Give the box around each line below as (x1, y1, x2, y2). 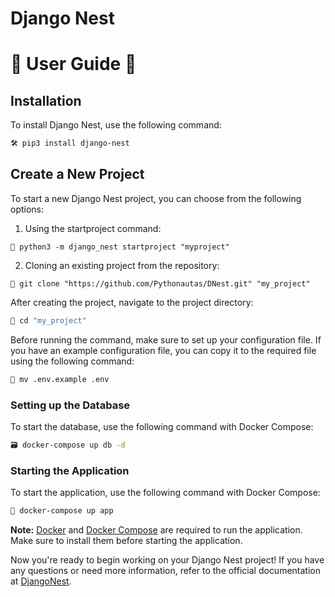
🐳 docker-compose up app (10, 506, 114, 516)
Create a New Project (10, 166, 145, 183)
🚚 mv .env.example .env (10, 374, 110, 384)
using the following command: (10, 355, 135, 367)
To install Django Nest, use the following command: (10, 119, 222, 131)
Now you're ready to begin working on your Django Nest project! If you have (10, 553, 325, 566)
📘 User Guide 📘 (10, 53, 137, 76)
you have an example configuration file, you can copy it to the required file (10, 344, 317, 356)
